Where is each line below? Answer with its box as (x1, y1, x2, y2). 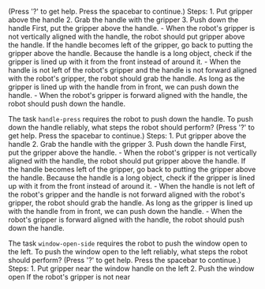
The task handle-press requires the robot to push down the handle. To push (8, 114, 254, 123)
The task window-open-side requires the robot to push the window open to (8, 238, 248, 248)
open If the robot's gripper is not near (8, 272, 131, 281)
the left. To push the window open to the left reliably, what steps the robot (8, 247, 248, 256)
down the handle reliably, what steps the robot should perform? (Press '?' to (8, 122, 255, 132)
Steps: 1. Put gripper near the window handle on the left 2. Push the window (8, 264, 255, 273)
